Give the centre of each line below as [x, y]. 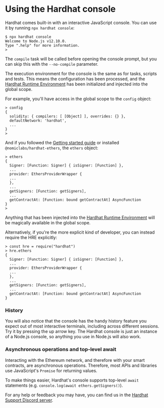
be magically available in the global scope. [48, 222]
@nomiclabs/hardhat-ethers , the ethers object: [52, 148]
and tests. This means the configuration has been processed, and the [75, 79]
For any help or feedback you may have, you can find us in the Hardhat [77, 395]
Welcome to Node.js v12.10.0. [36, 41]
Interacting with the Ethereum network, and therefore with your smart [75, 360]
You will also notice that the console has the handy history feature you [76, 321]
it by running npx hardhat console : [40, 27]
